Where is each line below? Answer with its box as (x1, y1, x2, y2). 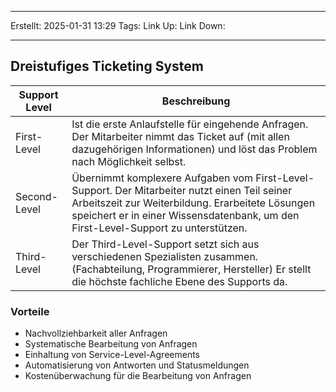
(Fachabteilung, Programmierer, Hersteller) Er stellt (71, 262, 312, 276)
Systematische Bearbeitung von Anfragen (24, 338, 198, 350)
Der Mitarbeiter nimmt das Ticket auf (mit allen (71, 129, 290, 143)
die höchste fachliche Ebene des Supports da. (71, 274, 288, 288)
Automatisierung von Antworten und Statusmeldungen (24, 359, 250, 371)
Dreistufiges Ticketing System (10, 58, 204, 75)
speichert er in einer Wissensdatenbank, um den (71, 208, 300, 222)
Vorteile (10, 304, 50, 318)
